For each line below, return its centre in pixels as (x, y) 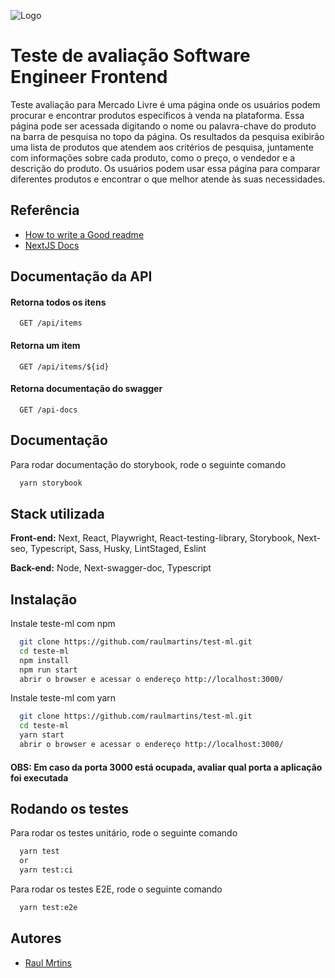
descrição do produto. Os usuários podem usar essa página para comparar (165, 168)
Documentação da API (81, 276)
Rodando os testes (70, 808)
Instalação (44, 599)
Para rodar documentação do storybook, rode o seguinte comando (148, 464)
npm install (44, 660)
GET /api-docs (48, 410)
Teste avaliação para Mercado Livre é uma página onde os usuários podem (165, 104)
